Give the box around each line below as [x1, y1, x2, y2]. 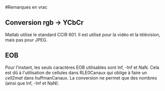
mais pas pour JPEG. [5, 37, 48, 43]
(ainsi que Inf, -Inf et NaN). [5, 80, 60, 86]
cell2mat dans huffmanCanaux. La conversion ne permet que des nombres [5, 75, 157, 81]
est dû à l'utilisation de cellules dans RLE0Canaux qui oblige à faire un [5, 69, 147, 76]
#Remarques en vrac [5, 4, 48, 10]
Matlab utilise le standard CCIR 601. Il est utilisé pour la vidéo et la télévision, [5, 32, 161, 38]
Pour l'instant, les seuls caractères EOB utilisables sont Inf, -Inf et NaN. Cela [5, 64, 160, 70]
